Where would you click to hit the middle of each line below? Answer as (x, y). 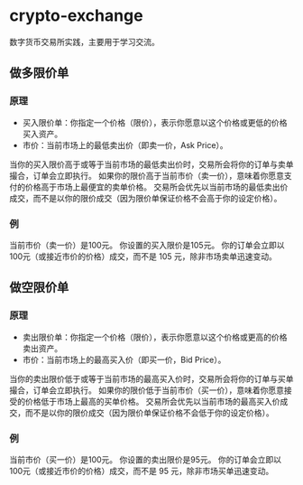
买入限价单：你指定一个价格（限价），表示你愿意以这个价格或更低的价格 (155, 122)
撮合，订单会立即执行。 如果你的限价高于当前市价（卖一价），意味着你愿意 (147, 175)
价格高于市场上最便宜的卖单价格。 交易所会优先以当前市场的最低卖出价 (156, 187)
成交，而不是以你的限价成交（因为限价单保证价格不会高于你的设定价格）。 (146, 198)
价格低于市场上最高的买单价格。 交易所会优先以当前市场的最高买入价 (152, 401)
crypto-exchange (76, 16)
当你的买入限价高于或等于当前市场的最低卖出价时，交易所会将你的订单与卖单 (151, 164)
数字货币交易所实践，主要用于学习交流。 (84, 42)
